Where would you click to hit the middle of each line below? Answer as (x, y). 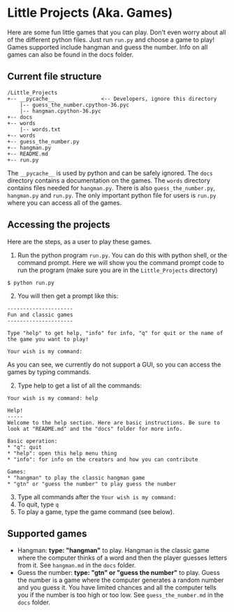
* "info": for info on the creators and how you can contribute (103, 460)
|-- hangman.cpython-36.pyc (60, 111)
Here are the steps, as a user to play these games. (80, 241)
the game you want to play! (48, 339)
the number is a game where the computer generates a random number (120, 580)
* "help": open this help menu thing (62, 453)
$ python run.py (31, 283)
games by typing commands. (49, 371)
